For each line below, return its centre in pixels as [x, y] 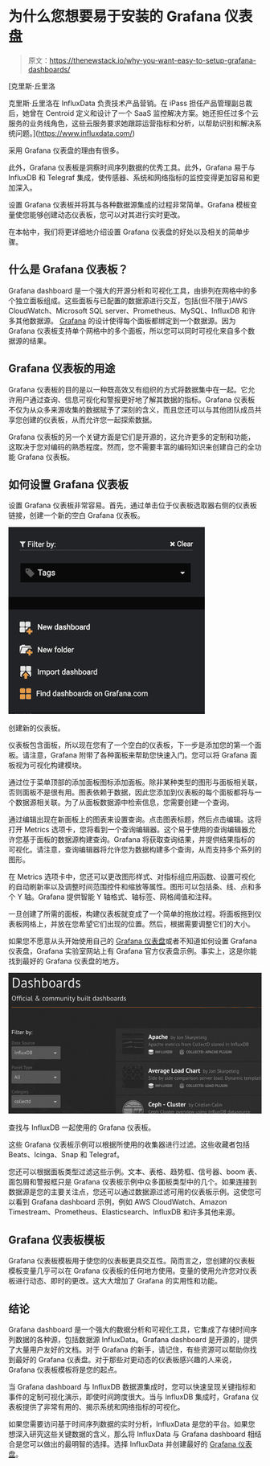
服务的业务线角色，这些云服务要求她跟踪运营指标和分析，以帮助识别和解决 [131, 123]
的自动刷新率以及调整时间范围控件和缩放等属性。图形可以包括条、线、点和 [131, 887]
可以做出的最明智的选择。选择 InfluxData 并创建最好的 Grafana [133, 1443]
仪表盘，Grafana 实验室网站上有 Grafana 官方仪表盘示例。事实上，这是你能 [133, 951]
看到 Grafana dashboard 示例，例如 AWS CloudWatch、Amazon [121, 1202]
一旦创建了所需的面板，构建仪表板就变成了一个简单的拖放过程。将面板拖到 [131, 914]
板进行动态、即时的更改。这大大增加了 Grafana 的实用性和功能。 [115, 1281]
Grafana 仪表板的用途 [62, 369]
